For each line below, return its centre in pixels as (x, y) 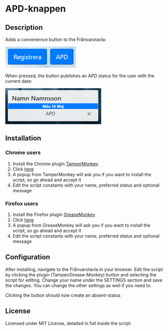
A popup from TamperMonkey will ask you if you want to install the (82, 174)
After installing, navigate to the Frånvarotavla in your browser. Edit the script (84, 269)
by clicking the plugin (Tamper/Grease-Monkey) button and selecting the (81, 274)
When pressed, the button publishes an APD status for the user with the (80, 76)
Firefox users (22, 203)
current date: (19, 81)
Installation (23, 139)
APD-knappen (36, 9)
